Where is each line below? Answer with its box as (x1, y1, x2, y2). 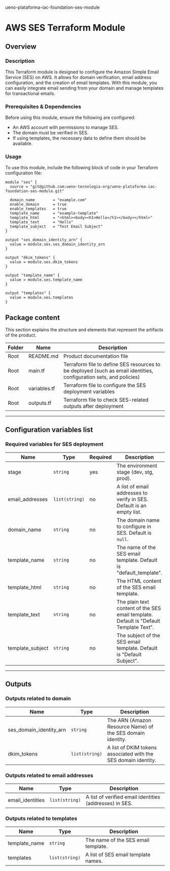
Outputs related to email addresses (5, 772, 94, 779)
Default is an (116, 502, 147, 509)
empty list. (116, 508, 142, 515)
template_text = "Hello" (10, 220, 73, 225)
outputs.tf (28, 400, 52, 407)
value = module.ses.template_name (10, 277, 82, 283)
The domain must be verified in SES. (12, 130, 89, 136)
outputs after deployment (63, 403, 124, 410)
